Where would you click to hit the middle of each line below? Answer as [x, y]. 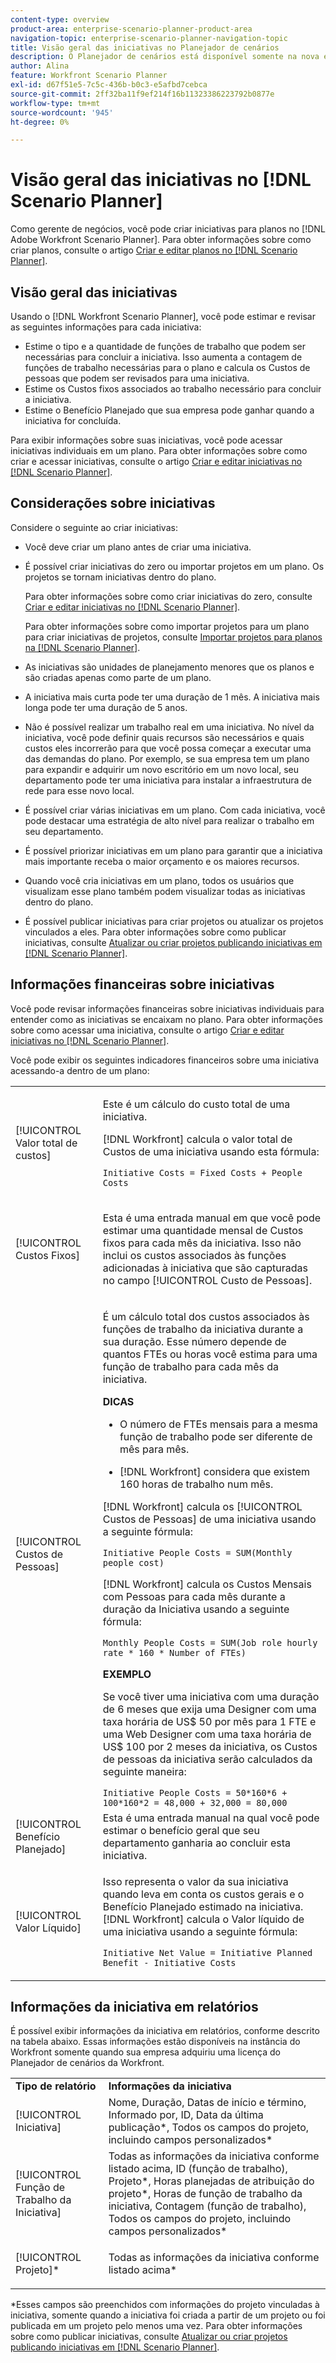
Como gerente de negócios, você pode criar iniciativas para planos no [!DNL [168, 229]
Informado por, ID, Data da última [186, 2115]
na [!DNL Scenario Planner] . [82, 647]
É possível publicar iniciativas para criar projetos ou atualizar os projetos [174, 921]
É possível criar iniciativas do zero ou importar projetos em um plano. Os [174, 566]
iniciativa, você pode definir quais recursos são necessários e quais [164, 737]
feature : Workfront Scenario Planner [89, 76]
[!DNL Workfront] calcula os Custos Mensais [207, 1584]
